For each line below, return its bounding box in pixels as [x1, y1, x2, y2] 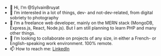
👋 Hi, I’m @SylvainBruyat [9, 5, 60, 10]
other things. [9, 30, 36, 36]
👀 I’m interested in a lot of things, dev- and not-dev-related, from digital [9, 10, 153, 15]
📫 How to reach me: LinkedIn [9, 46, 70, 52]
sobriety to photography [9, 15, 59, 20]
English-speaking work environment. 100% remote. [9, 41, 113, 46]
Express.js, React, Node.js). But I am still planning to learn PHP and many [9, 25, 157, 31]
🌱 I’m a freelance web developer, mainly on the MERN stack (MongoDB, [9, 20, 154, 26]
